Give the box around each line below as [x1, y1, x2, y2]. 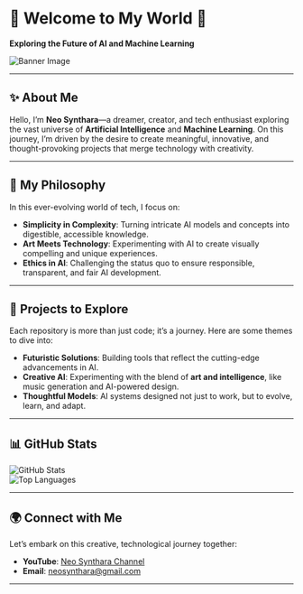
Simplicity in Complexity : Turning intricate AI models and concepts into [22, 218, 290, 229]
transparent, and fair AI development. [22, 266, 162, 278]
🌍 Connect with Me [9, 510, 123, 525]
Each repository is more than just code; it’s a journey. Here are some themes [9, 325, 293, 337]
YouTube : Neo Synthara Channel [22, 556, 145, 567]
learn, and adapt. [22, 401, 87, 412]
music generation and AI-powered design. [22, 381, 179, 392]
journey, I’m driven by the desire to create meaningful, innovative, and [9, 133, 269, 144]
